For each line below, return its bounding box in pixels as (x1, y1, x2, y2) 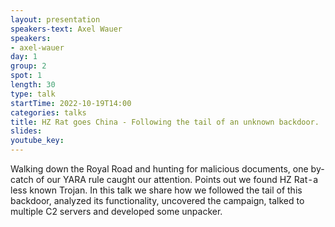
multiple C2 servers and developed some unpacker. (10, 206, 223, 217)
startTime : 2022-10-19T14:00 (10, 98, 132, 108)
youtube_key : (10, 136, 65, 146)
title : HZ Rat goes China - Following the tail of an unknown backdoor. (10, 117, 320, 127)
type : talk (10, 89, 56, 99)
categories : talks (10, 107, 87, 118)
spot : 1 (10, 71, 43, 81)
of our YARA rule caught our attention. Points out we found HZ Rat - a (35, 174, 319, 185)
